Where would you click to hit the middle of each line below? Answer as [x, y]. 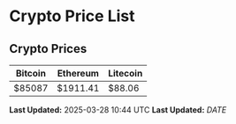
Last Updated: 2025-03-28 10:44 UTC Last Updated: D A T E [118, 110]
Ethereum [78, 73]
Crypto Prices [48, 49]
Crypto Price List [72, 16]
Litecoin [125, 73]
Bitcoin [31, 73]
